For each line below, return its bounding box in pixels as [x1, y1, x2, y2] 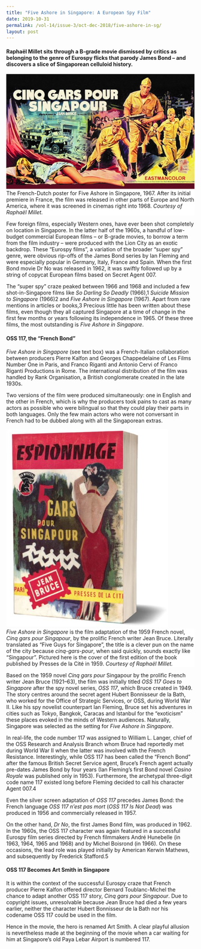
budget [6, 233, 24, 241]
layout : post [6, 29, 39, 35]
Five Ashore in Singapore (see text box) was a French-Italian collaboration [6, 348, 189, 355]
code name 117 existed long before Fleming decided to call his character [6, 778, 184, 786]
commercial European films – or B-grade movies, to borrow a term [25, 233, 188, 241]
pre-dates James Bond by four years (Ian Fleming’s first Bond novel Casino [6, 766, 191, 773]
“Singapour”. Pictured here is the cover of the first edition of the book [6, 653, 178, 661]
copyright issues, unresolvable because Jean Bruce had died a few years [6, 898, 187, 906]
